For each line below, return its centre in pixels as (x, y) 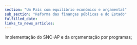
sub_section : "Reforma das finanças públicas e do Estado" (66, 14)
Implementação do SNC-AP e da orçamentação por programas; (68, 37)
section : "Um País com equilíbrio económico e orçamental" (66, 10)
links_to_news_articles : (30, 23)
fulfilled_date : (21, 19)
